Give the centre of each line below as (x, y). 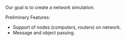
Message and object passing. (44, 33)
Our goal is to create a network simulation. (50, 7)
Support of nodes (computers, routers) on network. (67, 27)
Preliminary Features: (28, 17)
